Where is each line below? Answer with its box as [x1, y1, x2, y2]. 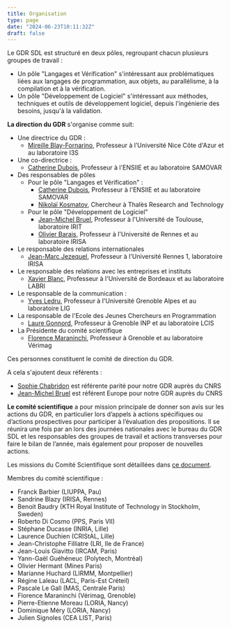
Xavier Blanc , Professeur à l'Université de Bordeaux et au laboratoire [27, 275, 225, 283]
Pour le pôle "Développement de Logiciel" [27, 208, 148, 216]
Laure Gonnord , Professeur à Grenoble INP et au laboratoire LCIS [27, 319, 214, 328]
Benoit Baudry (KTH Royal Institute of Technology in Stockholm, [17, 503, 200, 511]
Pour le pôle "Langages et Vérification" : [27, 179, 143, 187]
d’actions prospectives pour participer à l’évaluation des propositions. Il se [7, 418, 221, 426]
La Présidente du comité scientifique [17, 326, 123, 335]
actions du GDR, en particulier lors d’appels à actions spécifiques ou [7, 410, 203, 418]
